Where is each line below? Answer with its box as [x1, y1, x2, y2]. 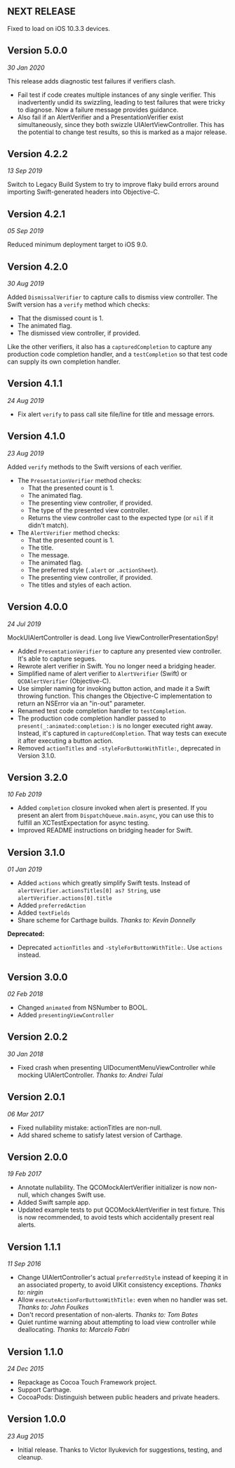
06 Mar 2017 [7, 1109, 44, 1118]
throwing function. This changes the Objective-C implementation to [17, 692, 213, 700]
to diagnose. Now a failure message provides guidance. [17, 105, 179, 114]
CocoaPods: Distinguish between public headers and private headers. [17, 1393, 220, 1401]
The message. [27, 550, 69, 559]
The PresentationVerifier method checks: [17, 476, 142, 484]
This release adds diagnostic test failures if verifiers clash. [7, 77, 176, 85]
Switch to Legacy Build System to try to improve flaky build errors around [7, 180, 219, 189]
